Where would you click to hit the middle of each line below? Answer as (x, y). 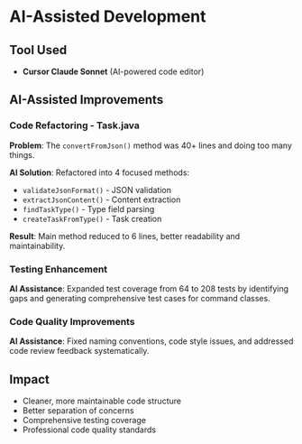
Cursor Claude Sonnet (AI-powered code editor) (113, 71)
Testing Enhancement (59, 269)
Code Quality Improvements (72, 321)
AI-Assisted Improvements (87, 100)
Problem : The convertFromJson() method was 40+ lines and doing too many (151, 145)
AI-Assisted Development (108, 17)
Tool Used (38, 50)
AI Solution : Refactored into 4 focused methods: (100, 172)
